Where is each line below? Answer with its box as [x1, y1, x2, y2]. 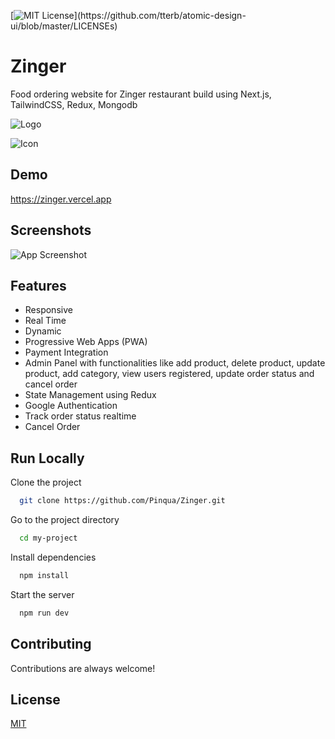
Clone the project [10, 476, 82, 489]
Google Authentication [24, 400, 118, 412]
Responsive [24, 304, 73, 316]
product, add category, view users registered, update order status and [24, 368, 315, 380]
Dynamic [24, 325, 62, 337]
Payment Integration [24, 346, 109, 359]
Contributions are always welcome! [10, 662, 156, 674]
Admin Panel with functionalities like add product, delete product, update [24, 357, 326, 369]
